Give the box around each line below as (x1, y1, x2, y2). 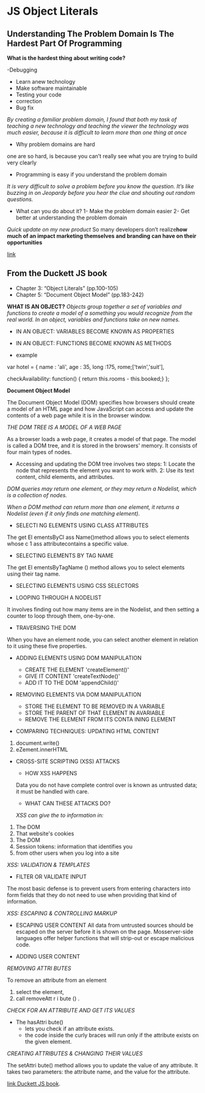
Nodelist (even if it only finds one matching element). (7, 510, 140, 517)
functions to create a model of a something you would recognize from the (7, 309, 193, 316)
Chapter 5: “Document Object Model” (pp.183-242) (15, 291, 144, 298)
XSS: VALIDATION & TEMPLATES (7, 861, 90, 868)
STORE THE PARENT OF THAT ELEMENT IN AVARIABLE (24, 709, 165, 716)
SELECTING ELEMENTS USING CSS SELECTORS (15, 582, 139, 589)
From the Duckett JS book (7, 268, 107, 279)
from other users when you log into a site (15, 849, 120, 857)
